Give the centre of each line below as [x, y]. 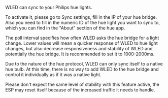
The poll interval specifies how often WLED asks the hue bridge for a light [82, 38]
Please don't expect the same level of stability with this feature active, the [82, 84]
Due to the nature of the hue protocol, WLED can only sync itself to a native [84, 64]
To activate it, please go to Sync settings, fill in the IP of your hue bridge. [81, 17]
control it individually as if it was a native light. [53, 75]
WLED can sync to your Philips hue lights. [49, 7]
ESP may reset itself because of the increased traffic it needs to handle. [80, 90]
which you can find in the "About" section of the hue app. [65, 28]
